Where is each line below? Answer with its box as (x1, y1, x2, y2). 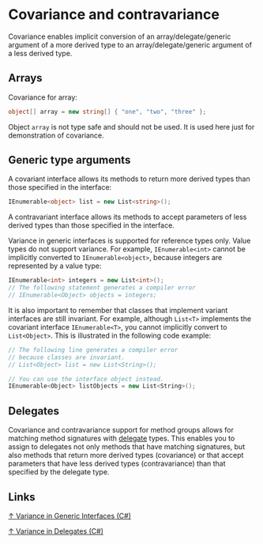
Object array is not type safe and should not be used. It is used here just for (8, 122, 255, 131)
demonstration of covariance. (8, 130, 104, 140)
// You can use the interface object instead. (8, 375, 164, 383)
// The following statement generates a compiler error (8, 284, 196, 292)
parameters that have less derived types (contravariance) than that (8, 459, 227, 468)
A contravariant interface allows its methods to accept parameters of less (8, 212, 247, 222)
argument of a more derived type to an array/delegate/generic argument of (8, 40, 253, 49)
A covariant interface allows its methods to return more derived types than (8, 174, 250, 183)
